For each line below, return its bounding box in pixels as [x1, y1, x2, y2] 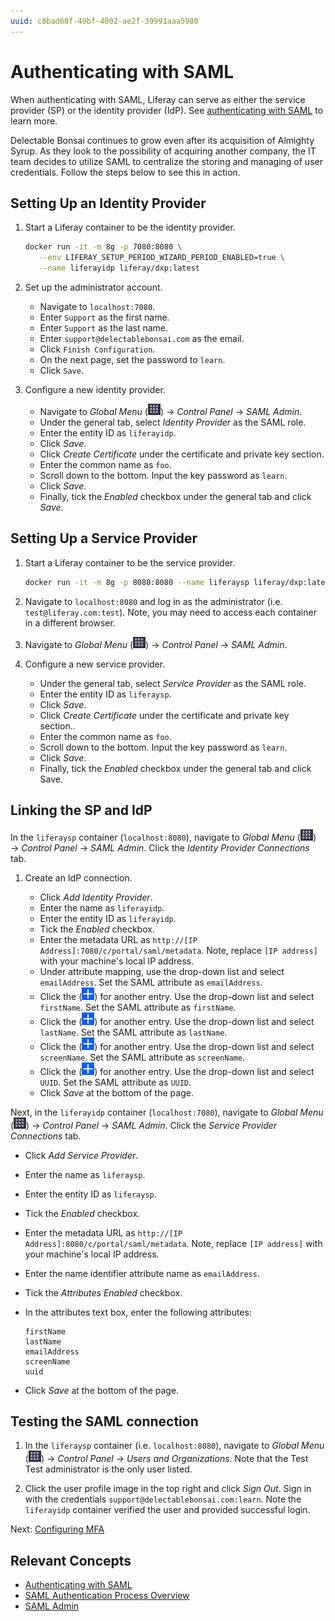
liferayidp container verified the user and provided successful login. [24, 1504, 311, 1516]
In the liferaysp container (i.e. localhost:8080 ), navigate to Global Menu [24, 1440, 325, 1452]
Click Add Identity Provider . [39, 891, 153, 903]
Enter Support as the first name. [39, 311, 170, 323]
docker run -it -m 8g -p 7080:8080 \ [24, 242, 183, 252]
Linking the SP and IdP [10, 802, 153, 819]
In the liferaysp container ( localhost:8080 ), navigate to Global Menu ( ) [10, 831, 317, 843]
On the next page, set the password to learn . [39, 354, 226, 365]
